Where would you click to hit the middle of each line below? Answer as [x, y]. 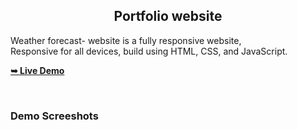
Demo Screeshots [54, 116]
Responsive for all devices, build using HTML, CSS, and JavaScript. [149, 51]
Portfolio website [168, 16]
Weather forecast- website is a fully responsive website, [126, 40]
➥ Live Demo [37, 70]
